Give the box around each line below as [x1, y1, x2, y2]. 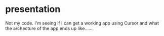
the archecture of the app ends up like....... [5, 25, 94, 31]
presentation [5, 3, 61, 15]
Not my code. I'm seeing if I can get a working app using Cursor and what [5, 20, 159, 26]
